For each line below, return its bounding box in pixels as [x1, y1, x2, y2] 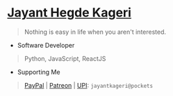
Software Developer [17, 41, 75, 49]
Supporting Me [17, 68, 60, 76]
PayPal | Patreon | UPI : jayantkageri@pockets [24, 81, 154, 89]
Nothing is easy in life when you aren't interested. [24, 28, 167, 36]
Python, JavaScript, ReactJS [24, 54, 106, 63]
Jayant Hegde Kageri [7, 5, 132, 21]
